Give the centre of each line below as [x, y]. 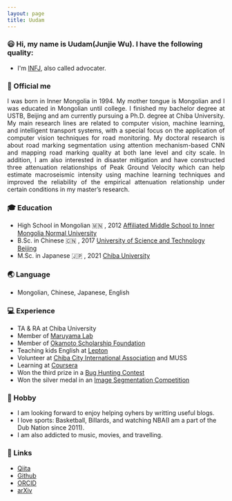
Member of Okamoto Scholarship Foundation [81, 343]
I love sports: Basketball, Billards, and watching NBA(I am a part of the [117, 421]
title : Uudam [26, 20]
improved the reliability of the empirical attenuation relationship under [116, 182]
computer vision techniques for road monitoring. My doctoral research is [116, 138]
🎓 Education [30, 208]
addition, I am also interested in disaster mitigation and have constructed [116, 160]
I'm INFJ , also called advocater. [62, 68]
